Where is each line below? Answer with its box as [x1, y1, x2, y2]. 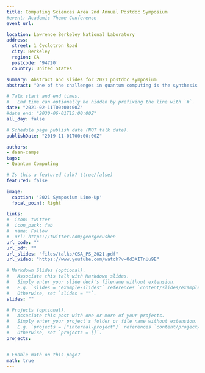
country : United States [12, 65, 72, 72]
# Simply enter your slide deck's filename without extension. [6, 279, 176, 285]
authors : [6, 144, 29, 150]
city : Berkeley [12, 48, 51, 55]
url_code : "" [6, 239, 40, 245]
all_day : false [6, 116, 45, 122]
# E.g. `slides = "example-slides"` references [6, 284, 135, 290]
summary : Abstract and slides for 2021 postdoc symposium [6, 76, 157, 83]
